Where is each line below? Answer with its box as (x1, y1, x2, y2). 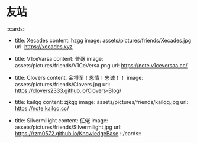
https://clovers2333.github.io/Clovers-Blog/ (14, 87, 122, 94)
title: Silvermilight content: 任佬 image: (14, 116, 108, 124)
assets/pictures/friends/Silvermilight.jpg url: (14, 123, 122, 131)
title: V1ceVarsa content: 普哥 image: (14, 55, 104, 62)
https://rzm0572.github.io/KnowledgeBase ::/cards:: (14, 129, 142, 136)
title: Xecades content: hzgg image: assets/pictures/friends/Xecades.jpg (14, 37, 192, 44)
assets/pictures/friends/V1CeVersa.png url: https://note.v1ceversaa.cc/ (14, 61, 188, 69)
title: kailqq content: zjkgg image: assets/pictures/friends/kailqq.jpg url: (14, 98, 188, 105)
